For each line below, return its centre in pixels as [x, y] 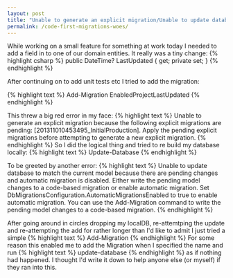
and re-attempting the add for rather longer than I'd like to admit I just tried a [116, 231]
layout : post [26, 13]
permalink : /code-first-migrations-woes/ [68, 26]
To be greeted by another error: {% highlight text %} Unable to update [107, 166]
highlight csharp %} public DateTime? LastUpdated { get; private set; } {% [113, 61]
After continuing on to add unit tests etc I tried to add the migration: [103, 82]
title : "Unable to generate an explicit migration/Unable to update [108, 20]
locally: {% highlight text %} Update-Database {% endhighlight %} [102, 152]
